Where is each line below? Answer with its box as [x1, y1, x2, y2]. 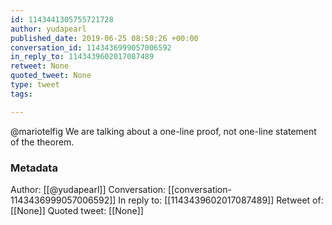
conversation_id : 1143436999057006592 [10, 42, 172, 53]
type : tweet [10, 80, 60, 90]
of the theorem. [10, 136, 75, 148]
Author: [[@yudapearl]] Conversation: [10, 183, 167, 195]
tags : [10, 89, 33, 99]
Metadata [10, 161, 58, 175]
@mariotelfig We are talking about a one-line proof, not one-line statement [10, 125, 317, 137]
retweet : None [10, 61, 70, 71]
